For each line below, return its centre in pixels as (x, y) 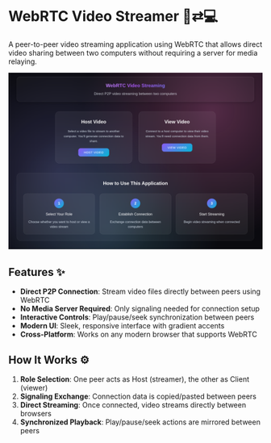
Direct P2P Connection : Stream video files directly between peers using (140, 291)
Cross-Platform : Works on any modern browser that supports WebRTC (139, 334)
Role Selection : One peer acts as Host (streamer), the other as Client (135, 379)
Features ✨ (37, 272)
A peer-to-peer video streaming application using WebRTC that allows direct (135, 44)
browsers (36, 414)
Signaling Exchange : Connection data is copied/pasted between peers (138, 396)
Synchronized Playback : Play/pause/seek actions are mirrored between (140, 422)
